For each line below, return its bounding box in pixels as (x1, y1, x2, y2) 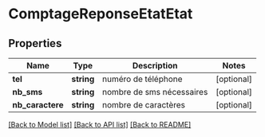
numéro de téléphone (102, 73, 183, 84)
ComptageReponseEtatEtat (8, 5, 193, 23)
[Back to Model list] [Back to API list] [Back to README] (8, 120, 192, 129)
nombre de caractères (102, 100, 186, 110)
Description (132, 61, 178, 71)
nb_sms (12, 87, 43, 97)
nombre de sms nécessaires (102, 87, 208, 97)
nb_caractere (12, 100, 64, 110)
